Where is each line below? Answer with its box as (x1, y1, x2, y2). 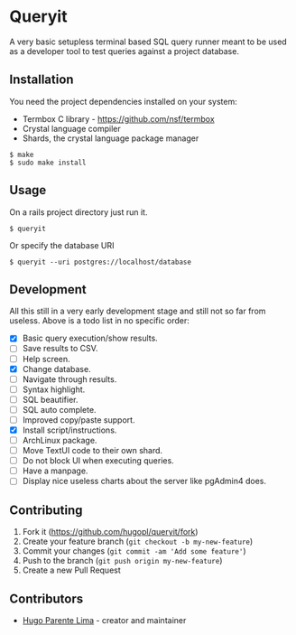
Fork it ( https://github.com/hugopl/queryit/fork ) (22, 527, 199, 537)
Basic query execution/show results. (22, 332, 158, 344)
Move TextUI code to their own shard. (22, 445, 163, 456)
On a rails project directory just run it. (9, 206, 148, 218)
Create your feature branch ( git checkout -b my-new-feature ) (22, 536, 254, 547)
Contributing (9, 502, 83, 518)
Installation (9, 72, 74, 88)
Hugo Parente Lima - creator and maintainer (22, 614, 187, 625)
